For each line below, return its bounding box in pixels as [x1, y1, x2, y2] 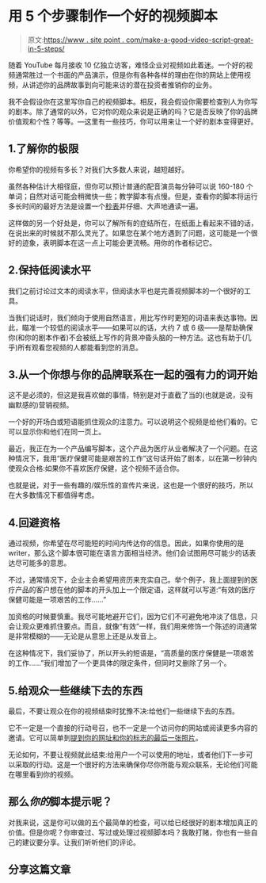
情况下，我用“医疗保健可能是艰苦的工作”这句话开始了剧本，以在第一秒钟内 [14, 453, 257, 464]
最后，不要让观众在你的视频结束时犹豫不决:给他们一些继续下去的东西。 [8, 706, 240, 716]
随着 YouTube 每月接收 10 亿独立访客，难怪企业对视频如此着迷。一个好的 [8, 60, 246, 70]
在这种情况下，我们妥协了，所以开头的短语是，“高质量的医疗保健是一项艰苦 [8, 648, 255, 658]
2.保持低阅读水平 [8, 263, 92, 277]
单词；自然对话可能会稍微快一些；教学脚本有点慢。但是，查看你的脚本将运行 [8, 191, 258, 201]
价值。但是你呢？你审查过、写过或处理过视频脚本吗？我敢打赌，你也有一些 [8, 828, 251, 837]
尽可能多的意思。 [14, 558, 71, 568]
